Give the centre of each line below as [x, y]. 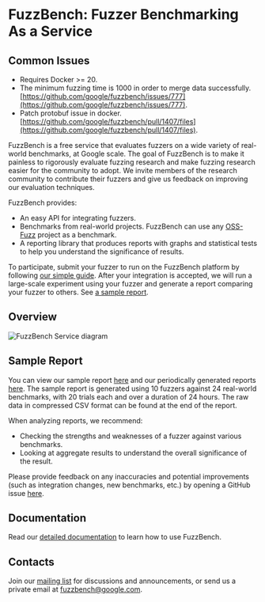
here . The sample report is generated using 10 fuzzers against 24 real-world [132, 388]
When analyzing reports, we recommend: [76, 420]
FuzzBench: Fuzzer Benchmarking [123, 15]
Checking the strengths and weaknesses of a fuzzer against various [131, 436]
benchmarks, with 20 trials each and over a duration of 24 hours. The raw [129, 396]
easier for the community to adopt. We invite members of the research [123, 170]
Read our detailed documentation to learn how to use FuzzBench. [115, 537]
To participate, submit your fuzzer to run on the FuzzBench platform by [124, 267]
